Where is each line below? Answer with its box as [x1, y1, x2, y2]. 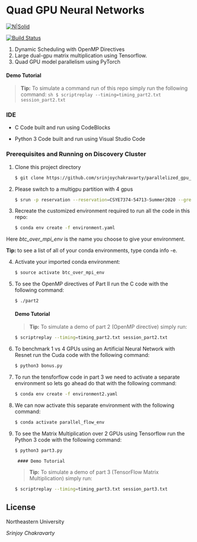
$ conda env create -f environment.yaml [14, 225, 115, 231]
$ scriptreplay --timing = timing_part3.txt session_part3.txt [14, 486, 168, 492]
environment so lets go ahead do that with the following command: [14, 380, 177, 387]
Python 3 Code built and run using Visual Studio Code [14, 136, 146, 143]
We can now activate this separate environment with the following [14, 402, 175, 409]
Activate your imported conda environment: [14, 258, 121, 265]
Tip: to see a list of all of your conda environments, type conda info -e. [6, 247, 178, 254]
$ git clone [14, 174, 44, 181]
